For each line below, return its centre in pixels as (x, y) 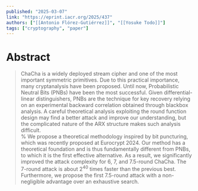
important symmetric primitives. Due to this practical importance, (100, 80)
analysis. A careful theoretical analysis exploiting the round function (103, 111)
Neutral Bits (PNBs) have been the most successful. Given (92, 93)
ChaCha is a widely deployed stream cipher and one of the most (99, 74)
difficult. (31, 130)
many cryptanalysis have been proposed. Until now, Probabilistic (100, 86)
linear (28, 99)
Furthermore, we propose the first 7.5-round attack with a (91, 175)
